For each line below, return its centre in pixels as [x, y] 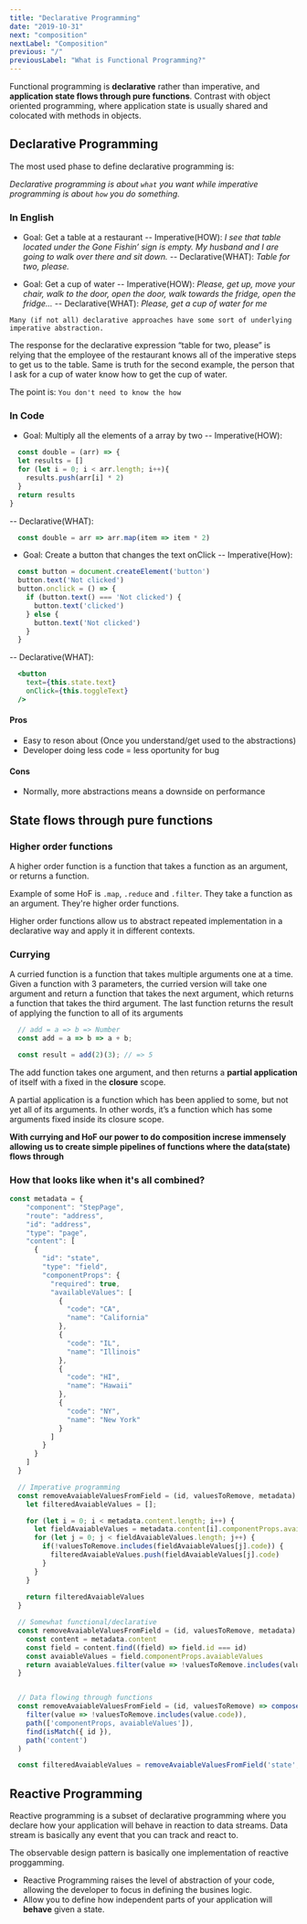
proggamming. [37, 1863]
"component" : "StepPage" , [75, 1207]
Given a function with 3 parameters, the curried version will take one [138, 984]
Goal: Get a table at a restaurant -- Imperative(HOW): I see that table [152, 238]
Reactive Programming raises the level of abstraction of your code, [148, 1880]
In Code [27, 416]
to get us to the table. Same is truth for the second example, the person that [152, 365]
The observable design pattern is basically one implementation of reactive [149, 1853]
